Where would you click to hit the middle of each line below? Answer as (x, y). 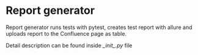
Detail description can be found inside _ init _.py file (69, 45)
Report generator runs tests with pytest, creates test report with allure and (99, 27)
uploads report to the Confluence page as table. (66, 33)
